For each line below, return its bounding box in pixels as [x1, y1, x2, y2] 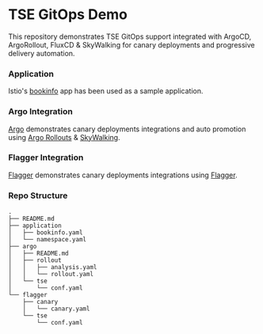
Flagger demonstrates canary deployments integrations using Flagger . [8, 170, 238, 180]
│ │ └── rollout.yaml [8, 271, 93, 279]
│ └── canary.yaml [22, 305, 90, 313]
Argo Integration [8, 106, 73, 117]
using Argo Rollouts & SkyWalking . [8, 132, 120, 142]
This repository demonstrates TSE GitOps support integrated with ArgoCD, [8, 32, 252, 41]
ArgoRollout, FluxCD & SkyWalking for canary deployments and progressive [8, 40, 255, 49]
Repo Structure [8, 190, 68, 201]
